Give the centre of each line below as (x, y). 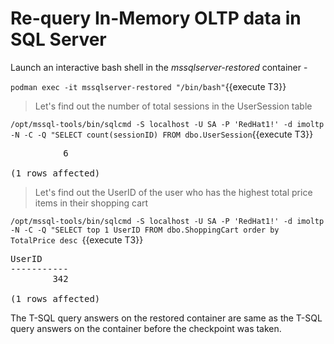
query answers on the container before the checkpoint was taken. (146, 328)
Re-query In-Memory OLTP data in (156, 18)
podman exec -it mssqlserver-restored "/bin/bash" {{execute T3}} (148, 86)
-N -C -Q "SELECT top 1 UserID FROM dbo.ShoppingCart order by (145, 230)
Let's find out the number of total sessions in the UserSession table (173, 106)
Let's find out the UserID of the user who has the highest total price (173, 192)
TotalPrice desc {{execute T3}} (77, 239)
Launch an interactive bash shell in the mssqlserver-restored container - (159, 67)
